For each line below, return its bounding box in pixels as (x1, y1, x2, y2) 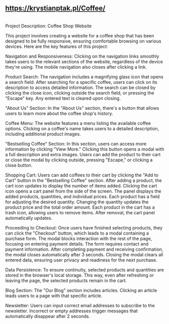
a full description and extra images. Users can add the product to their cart (5, 151, 161, 157)
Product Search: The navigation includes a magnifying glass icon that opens (5, 73, 164, 80)
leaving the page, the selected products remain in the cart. (5, 277, 127, 284)
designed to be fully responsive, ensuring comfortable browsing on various (5, 38, 161, 44)
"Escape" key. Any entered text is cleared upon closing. (5, 95, 121, 101)
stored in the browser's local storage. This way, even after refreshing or (5, 272, 154, 278)
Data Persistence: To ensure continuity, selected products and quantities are (5, 266, 164, 272)
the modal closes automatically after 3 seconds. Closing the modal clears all (5, 251, 163, 257)
